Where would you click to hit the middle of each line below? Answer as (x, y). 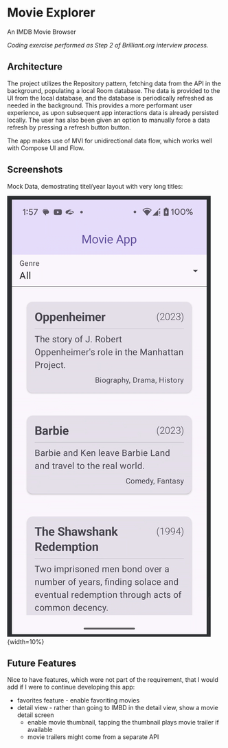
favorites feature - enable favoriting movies (78, 700)
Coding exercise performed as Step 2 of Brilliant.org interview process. (108, 45)
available (40, 730)
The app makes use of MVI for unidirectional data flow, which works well (110, 141)
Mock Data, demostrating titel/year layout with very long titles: (95, 186)
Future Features (42, 663)
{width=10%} (26, 641)
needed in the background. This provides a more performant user (100, 105)
